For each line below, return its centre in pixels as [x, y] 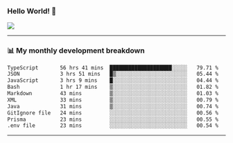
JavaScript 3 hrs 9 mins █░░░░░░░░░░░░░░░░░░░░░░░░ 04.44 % [113, 81]
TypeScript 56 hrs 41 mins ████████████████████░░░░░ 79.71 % [113, 68]
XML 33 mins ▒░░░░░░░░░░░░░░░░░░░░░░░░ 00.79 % [113, 100]
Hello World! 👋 [32, 11]
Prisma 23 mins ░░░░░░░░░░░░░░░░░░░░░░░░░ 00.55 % [113, 119]
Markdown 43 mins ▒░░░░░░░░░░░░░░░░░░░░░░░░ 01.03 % [113, 94]
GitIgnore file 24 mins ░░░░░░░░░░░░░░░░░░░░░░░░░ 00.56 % [113, 113]
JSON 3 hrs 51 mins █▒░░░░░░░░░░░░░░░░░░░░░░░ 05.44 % [113, 74]
